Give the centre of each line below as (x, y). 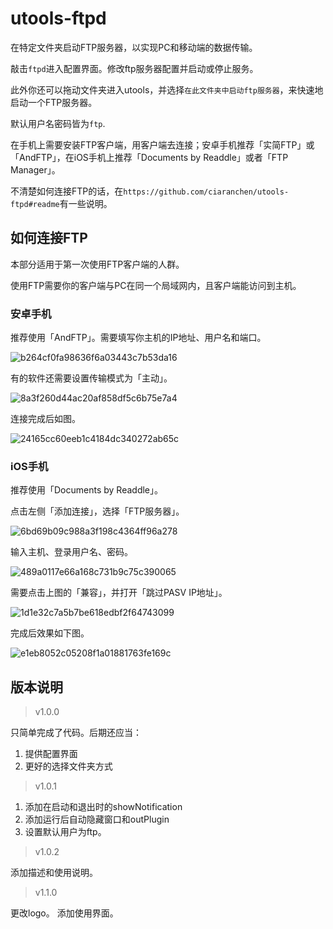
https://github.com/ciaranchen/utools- (206, 192)
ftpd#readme (35, 204)
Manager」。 (35, 169)
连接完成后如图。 (45, 419)
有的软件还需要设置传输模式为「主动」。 (91, 378)
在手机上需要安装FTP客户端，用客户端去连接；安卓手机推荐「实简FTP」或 (162, 144)
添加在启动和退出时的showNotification (103, 807)
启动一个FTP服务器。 (54, 102)
